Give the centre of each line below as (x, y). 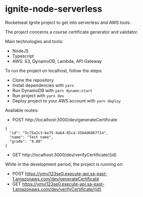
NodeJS (20, 51)
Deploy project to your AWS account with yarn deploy (66, 100)
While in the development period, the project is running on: (64, 164)
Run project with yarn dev (38, 96)
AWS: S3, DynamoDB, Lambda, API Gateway (57, 61)
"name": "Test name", (32, 137)
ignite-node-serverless (54, 9)
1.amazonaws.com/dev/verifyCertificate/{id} (57, 189)
